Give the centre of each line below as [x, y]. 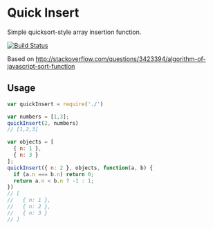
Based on [21, 59]
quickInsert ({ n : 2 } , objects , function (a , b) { [80, 168]
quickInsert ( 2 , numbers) [43, 123]
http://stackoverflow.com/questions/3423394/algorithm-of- [121, 59]
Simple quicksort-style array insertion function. [74, 32]
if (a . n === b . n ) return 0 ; [54, 174]
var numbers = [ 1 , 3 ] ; [38, 117]
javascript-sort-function [41, 66]
